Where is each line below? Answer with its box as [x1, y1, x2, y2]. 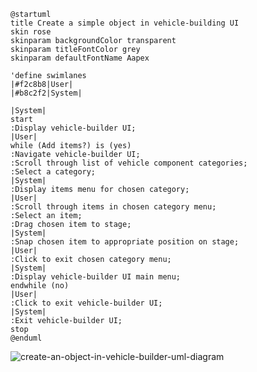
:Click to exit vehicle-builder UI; [10, 298, 163, 308]
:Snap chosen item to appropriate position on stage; [10, 237, 240, 247]
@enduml [10, 333, 43, 343]
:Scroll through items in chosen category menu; [10, 202, 217, 212]
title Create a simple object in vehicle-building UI [10, 18, 240, 28]
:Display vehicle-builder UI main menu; [10, 272, 182, 282]
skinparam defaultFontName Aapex [10, 53, 150, 63]
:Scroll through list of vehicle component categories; [10, 158, 248, 168]
